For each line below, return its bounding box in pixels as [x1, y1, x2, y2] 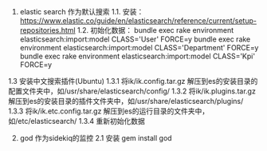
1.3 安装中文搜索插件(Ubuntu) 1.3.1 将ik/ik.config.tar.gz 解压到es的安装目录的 [8, 77, 258, 85]
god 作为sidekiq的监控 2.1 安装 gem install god [19, 133, 173, 142]
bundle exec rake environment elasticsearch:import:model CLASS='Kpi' [19, 51, 256, 61]
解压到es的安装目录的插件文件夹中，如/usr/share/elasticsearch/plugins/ [8, 97, 244, 105]
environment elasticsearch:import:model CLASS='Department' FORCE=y [19, 43, 259, 52]
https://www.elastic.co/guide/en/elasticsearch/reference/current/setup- [19, 16, 257, 26]
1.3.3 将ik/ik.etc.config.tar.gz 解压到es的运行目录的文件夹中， [8, 106, 210, 116]
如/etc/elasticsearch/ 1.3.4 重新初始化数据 [8, 117, 146, 125]
